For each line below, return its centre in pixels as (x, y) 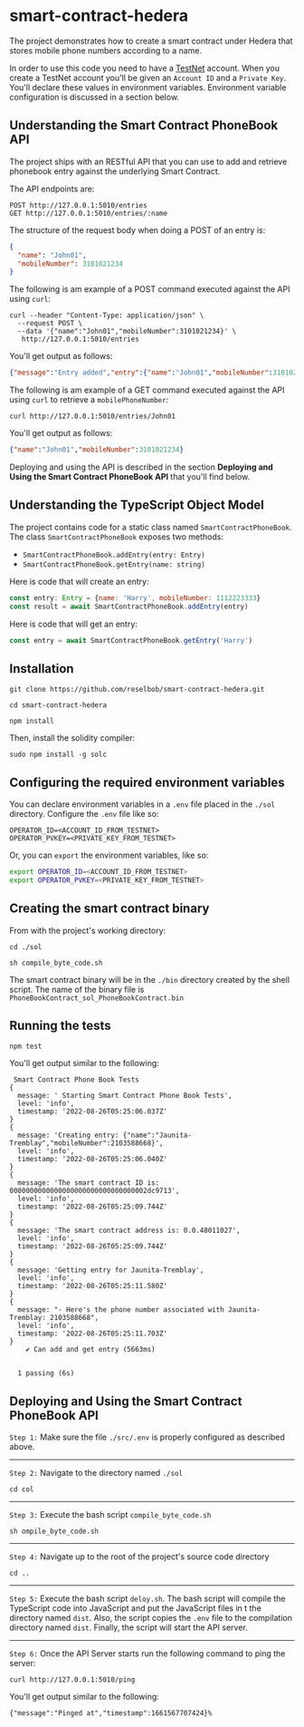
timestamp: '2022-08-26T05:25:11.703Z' (93, 1334)
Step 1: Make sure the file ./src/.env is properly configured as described (147, 1437)
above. (22, 1447)
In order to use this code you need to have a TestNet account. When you (145, 68)
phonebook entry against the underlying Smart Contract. (115, 171)
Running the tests (60, 1026)
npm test (26, 1047)
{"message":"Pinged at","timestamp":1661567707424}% (111, 1713)
